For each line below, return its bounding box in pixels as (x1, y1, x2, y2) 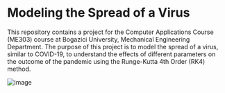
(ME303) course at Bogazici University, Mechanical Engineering (7, 35, 190, 43)
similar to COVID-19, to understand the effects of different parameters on (7, 50, 216, 58)
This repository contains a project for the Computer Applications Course (7, 28, 214, 36)
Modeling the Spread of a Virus (7, 5, 190, 21)
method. (7, 65, 31, 73)
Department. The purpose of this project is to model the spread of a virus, (7, 42, 219, 51)
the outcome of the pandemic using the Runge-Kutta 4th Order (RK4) (7, 57, 206, 65)
